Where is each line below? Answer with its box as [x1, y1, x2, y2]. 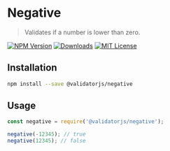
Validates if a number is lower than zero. [24, 28, 141, 36]
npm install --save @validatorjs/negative [7, 80, 133, 87]
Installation [7, 62, 57, 74]
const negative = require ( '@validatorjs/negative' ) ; [7, 118, 164, 125]
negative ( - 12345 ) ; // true [7, 131, 86, 138]
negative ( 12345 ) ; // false [7, 138, 86, 145]
